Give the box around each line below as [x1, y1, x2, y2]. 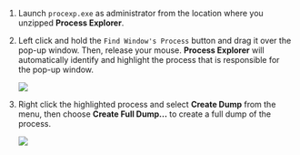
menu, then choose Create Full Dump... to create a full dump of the [17, 108, 271, 119]
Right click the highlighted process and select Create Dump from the [17, 99, 276, 109]
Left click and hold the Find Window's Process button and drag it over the [17, 36, 292, 46]
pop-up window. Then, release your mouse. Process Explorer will [17, 45, 265, 56]
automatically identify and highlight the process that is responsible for [17, 55, 280, 65]
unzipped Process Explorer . [17, 17, 125, 28]
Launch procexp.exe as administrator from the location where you [17, 8, 264, 18]
